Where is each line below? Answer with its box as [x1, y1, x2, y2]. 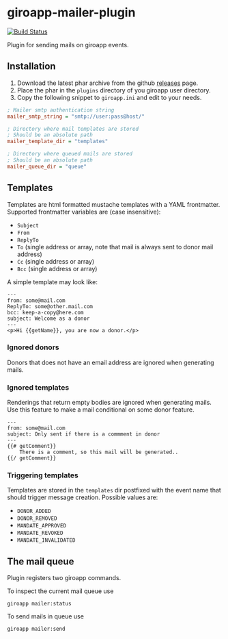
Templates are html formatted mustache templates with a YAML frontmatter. [7, 200, 220, 208]
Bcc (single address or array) [16, 264, 98, 273]
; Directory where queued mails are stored [7, 151, 133, 158]
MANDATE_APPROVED [16, 523, 67, 529]
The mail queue [7, 555, 74, 567]
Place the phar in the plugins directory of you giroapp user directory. [16, 86, 211, 94]
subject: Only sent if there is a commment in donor [7, 431, 160, 438]
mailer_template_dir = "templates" [7, 138, 109, 145]
